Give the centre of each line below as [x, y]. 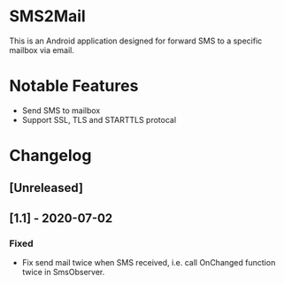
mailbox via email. [42, 50]
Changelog [50, 156]
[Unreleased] [46, 188]
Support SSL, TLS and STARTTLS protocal [99, 119]
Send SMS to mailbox [61, 110]
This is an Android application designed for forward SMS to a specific [136, 41]
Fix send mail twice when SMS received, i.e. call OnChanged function [149, 263]
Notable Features [74, 86]
